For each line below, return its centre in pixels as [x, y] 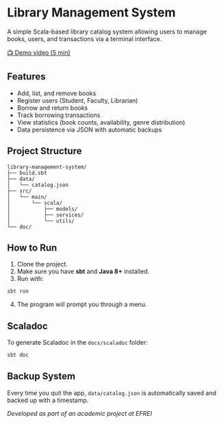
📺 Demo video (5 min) [39, 52]
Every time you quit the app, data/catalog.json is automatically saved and [112, 392]
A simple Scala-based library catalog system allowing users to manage [107, 32]
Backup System [41, 376]
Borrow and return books [52, 108]
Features [26, 77]
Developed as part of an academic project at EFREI [80, 413]
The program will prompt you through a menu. [82, 304]
